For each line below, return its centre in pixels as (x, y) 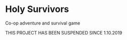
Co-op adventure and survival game (43, 23)
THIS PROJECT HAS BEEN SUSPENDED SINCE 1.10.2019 (64, 32)
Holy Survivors (37, 9)
